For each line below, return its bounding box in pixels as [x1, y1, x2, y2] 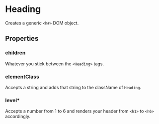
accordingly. [5, 114, 31, 120]
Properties [5, 34, 39, 43]
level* [5, 97, 20, 104]
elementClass [5, 73, 40, 80]
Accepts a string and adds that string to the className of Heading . [5, 84, 142, 90]
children [5, 49, 26, 56]
